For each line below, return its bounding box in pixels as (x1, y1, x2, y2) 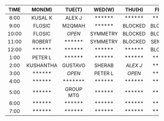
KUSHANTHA (26, 62, 58, 69)
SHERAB (94, 62, 114, 69)
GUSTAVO (61, 62, 85, 69)
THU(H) (125, 6, 143, 13)
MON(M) (31, 6, 52, 13)
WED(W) (93, 6, 115, 13)
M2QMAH (62, 22, 85, 29)
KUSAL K (31, 15, 53, 21)
